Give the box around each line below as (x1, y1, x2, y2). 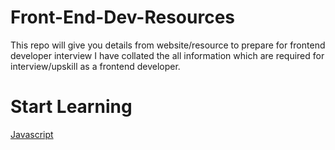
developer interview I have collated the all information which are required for (10, 49, 325, 61)
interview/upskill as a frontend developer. (10, 60, 181, 72)
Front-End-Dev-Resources (10, 6, 236, 29)
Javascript (10, 128, 54, 140)
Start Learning (10, 96, 133, 118)
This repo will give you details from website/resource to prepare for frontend (10, 39, 326, 51)
